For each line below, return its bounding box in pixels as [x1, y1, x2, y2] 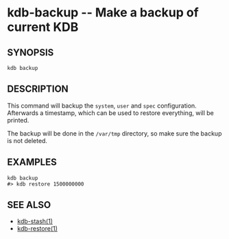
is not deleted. [7, 136, 48, 144]
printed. [7, 116, 29, 124]
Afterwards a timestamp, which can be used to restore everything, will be [7, 108, 214, 117]
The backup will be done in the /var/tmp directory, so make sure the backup [7, 129, 222, 138]
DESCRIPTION [7, 84, 69, 95]
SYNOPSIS [7, 47, 54, 58]
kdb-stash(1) [16, 217, 53, 225]
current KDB [7, 19, 79, 35]
